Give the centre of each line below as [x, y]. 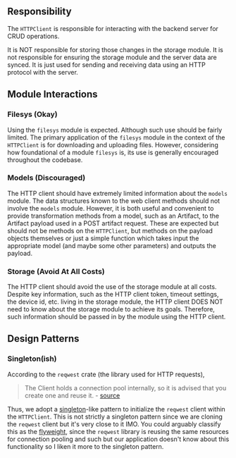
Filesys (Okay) [32, 114]
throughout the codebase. [45, 160]
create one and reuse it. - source [72, 395]
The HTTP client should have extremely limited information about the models [117, 193]
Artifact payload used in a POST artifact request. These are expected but [113, 223]
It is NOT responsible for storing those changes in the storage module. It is [115, 49]
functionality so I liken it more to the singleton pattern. [86, 446]
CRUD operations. [33, 36]
